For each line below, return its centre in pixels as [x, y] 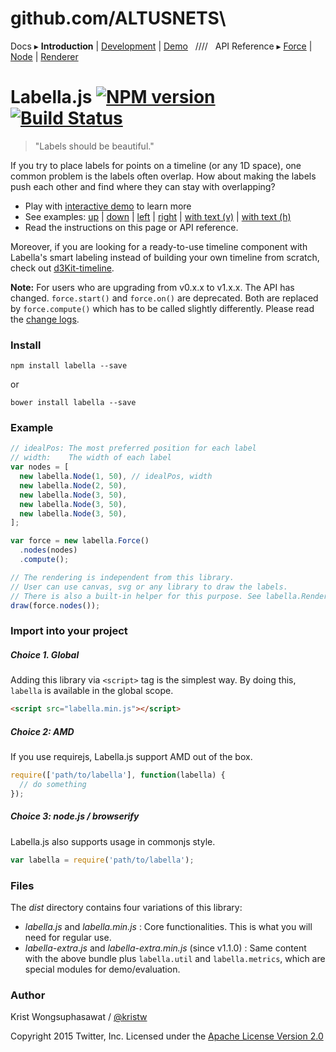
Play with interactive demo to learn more [108, 206]
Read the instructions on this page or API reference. [131, 227]
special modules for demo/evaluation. [102, 969]
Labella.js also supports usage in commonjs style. [113, 841]
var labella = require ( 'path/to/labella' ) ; [102, 860]
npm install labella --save [69, 366]
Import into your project [69, 631]
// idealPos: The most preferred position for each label [133, 448]
